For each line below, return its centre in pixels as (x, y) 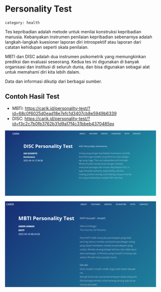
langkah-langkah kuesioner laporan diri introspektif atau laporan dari (73, 42)
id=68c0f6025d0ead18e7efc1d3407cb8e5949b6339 (64, 113)
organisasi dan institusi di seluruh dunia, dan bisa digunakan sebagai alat (78, 67)
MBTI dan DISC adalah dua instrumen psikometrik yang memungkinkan (75, 56)
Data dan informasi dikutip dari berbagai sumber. (54, 81)
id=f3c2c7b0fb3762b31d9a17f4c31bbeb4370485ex (63, 123)
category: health (22, 23)
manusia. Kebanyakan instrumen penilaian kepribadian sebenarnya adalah (79, 37)
